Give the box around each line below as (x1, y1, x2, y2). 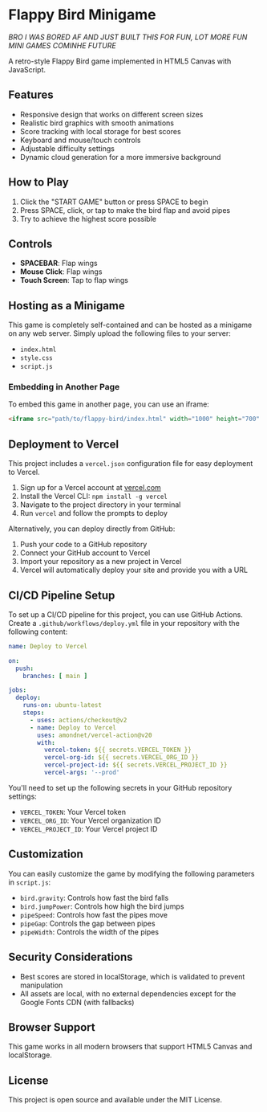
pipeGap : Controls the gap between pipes (19, 918, 156, 928)
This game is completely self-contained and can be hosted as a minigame (8, 320, 253, 330)
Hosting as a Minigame (8, 299, 126, 313)
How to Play (8, 175, 70, 190)
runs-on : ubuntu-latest (22, 701, 103, 709)
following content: (8, 627, 68, 636)
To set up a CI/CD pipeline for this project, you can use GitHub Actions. (8, 609, 243, 619)
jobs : (8, 686, 26, 694)
